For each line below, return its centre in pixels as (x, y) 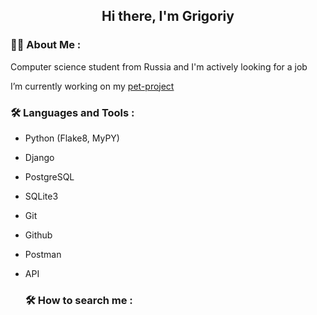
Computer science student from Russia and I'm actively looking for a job (159, 66)
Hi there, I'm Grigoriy (168, 16)
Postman (43, 254)
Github (38, 235)
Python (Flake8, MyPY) (72, 138)
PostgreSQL (49, 176)
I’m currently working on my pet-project (92, 86)
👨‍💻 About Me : (46, 45)
